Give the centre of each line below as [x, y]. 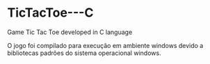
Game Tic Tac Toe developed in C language [70, 32]
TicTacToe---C [50, 13]
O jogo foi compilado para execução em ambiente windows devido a [105, 45]
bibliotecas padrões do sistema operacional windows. [84, 53]
